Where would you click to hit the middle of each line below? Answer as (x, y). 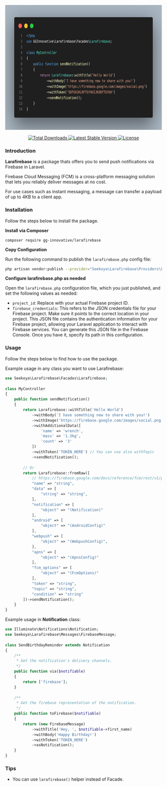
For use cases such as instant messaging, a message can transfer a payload (83, 192)
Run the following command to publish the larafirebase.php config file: (78, 259)
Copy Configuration (26, 249)
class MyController (25, 389)
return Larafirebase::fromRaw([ (57, 473)
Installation (19, 210)
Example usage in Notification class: (43, 620)
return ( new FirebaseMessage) (54, 724)
